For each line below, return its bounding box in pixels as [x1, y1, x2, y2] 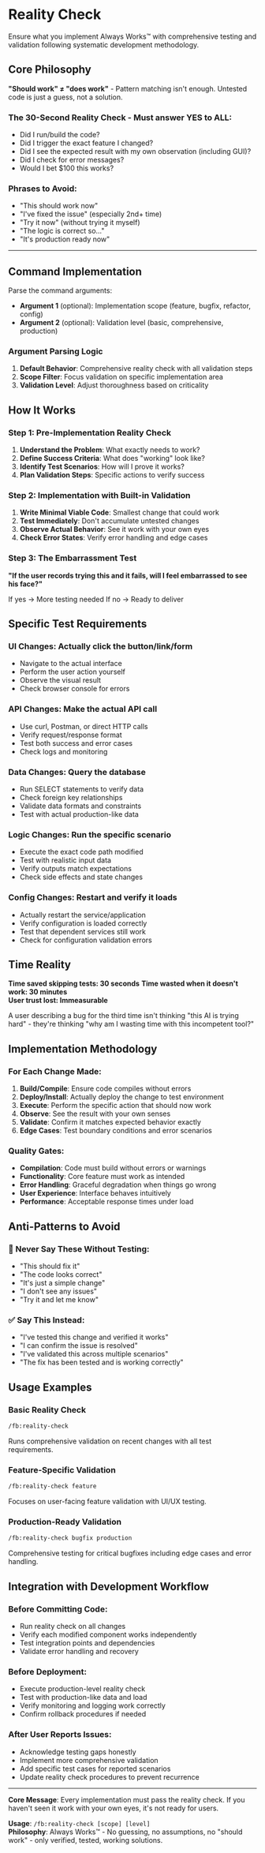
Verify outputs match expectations [19, 864, 132, 874]
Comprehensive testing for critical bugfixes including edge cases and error [8, 1548, 252, 1558]
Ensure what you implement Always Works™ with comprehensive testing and [8, 32, 257, 41]
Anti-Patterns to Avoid [8, 1219, 121, 1233]
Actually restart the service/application [19, 910, 146, 919]
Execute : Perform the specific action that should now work [19, 1101, 211, 1110]
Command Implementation [8, 264, 142, 278]
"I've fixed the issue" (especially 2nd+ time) [19, 209, 162, 219]
